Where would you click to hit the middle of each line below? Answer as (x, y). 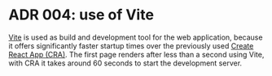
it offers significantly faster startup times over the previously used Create (131, 45)
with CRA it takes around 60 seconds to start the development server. (125, 63)
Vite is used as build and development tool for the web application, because (136, 37)
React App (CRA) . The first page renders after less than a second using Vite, (136, 54)
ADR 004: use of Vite (81, 15)
